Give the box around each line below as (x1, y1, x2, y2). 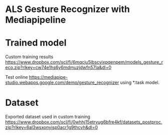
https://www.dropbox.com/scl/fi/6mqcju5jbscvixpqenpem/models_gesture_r (5, 59, 163, 65)
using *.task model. (120, 79, 159, 86)
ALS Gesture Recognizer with (5, 4, 130, 15)
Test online (5, 74, 28, 80)
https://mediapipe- (29, 74, 68, 80)
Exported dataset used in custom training (5, 114, 90, 120)
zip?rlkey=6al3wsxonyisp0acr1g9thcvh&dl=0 (5, 124, 98, 130)
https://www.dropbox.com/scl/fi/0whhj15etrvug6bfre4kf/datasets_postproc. (5, 119, 162, 125)
